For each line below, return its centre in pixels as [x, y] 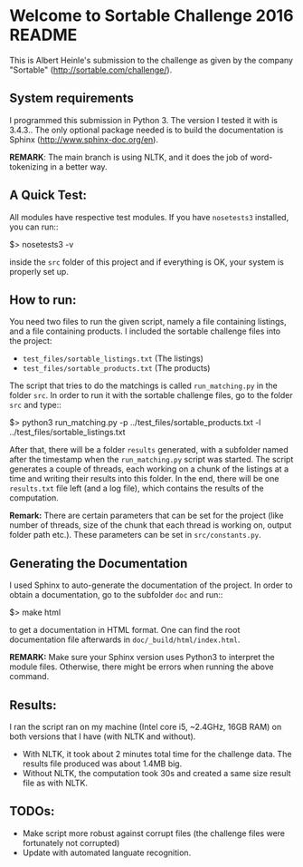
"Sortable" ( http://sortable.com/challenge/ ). [91, 70]
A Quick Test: [48, 195]
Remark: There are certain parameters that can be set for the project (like [147, 516]
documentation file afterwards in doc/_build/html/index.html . [125, 639]
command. [29, 677]
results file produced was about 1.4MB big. [102, 764]
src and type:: [35, 405]
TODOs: [32, 811]
